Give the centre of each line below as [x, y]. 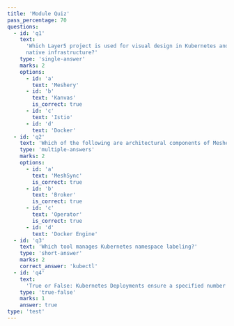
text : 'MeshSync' [57, 176]
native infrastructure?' [62, 53]
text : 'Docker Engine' [65, 234]
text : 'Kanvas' [54, 98]
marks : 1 [32, 299]
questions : [23, 26]
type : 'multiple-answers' [57, 150]
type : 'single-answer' [53, 59]
